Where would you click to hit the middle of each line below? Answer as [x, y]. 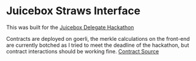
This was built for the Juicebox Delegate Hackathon [70, 27]
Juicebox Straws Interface [73, 11]
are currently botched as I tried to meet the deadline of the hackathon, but [98, 45]
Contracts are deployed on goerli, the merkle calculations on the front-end [98, 38]
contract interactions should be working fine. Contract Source [83, 51]
